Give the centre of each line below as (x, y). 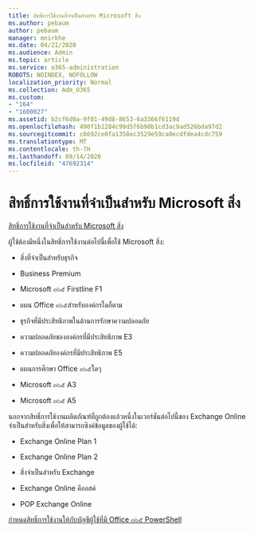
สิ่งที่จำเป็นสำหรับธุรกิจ (49, 258)
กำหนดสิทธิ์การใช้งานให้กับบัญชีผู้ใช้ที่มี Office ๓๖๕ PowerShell (95, 519)
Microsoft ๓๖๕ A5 (48, 401)
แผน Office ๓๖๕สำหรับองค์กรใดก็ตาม (71, 305)
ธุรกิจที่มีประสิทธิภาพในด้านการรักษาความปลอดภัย (84, 321)
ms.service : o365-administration (64, 68)
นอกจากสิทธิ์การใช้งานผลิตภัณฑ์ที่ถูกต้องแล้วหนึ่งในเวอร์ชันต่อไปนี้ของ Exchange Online (127, 417)
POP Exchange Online (56, 504)
